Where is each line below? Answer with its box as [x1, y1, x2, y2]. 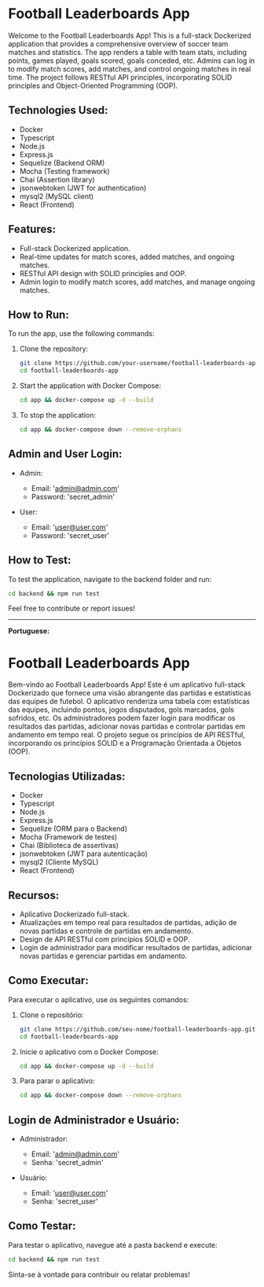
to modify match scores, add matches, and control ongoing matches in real [8, 64, 251, 73]
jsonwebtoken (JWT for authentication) [19, 183, 147, 193]
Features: [8, 223, 57, 236]
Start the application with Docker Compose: [19, 381, 161, 390]
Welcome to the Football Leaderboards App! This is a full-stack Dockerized [8, 31, 251, 40]
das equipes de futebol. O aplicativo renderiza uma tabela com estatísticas [8, 697, 250, 706]
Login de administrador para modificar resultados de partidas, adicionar [19, 942, 253, 952]
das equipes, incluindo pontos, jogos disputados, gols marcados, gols [8, 705, 234, 714]
